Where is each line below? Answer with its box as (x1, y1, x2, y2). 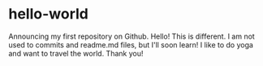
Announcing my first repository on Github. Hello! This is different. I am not (8, 31, 256, 41)
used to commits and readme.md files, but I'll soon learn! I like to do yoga (8, 39, 254, 49)
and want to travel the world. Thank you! (8, 48, 144, 58)
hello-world (8, 5, 89, 23)
